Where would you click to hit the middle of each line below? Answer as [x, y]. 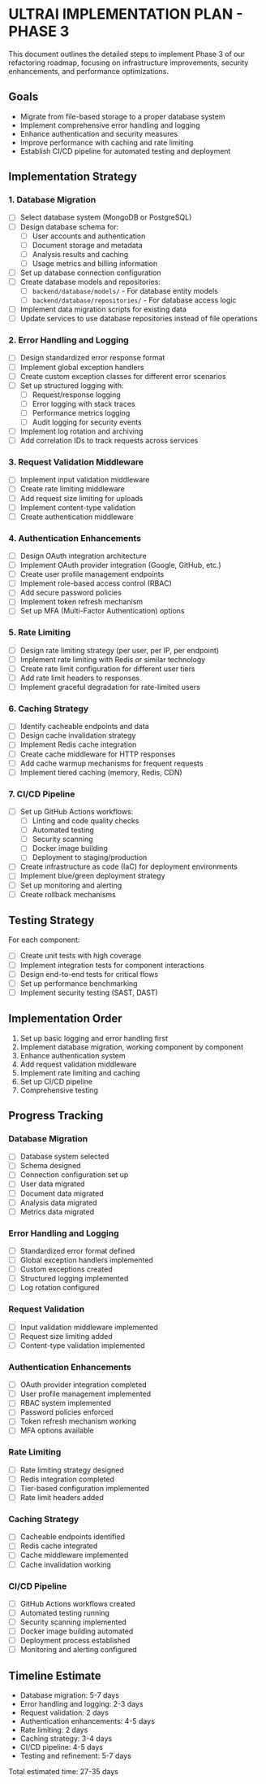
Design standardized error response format [92, 358]
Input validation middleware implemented [89, 1327]
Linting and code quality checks [86, 821]
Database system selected [64, 1157]
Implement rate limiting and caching [80, 1073]
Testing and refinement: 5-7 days [75, 1756]
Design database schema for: [69, 227]
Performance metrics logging [81, 412]
